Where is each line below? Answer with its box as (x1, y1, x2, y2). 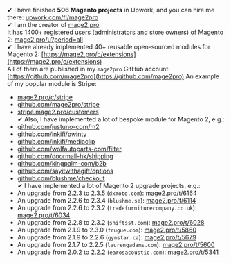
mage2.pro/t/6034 (17, 211, 71, 219)
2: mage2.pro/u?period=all (7, 35, 83, 44)
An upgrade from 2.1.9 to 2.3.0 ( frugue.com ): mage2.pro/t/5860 (17, 226, 197, 234)
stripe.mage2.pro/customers (17, 108, 99, 116)
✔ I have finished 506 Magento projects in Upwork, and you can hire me (7, 6, 215, 14)
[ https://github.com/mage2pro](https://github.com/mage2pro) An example (7, 72, 220, 80)
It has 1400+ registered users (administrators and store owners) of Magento (7, 28, 223, 36)
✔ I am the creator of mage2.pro (7, 21, 100, 28)
